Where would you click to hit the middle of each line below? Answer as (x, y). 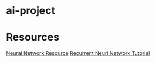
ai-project (31, 11)
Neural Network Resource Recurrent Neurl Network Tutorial (78, 53)
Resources (33, 37)
